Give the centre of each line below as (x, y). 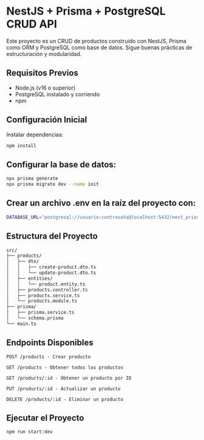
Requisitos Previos (42, 73)
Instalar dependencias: (35, 134)
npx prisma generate (32, 179)
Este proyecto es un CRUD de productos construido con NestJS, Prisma (96, 41)
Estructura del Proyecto (52, 236)
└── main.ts (21, 324)
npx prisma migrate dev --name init (53, 184)
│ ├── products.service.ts (43, 295)
